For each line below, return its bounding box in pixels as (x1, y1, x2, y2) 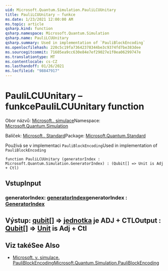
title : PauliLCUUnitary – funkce (5, 12, 76, 17)
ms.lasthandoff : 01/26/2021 (5, 64, 65, 69)
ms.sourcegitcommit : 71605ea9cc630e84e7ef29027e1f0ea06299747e (5, 49, 141, 55)
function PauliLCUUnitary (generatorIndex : (5, 156, 100, 161)
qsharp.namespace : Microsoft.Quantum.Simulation (5, 31, 109, 36)
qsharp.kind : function (5, 26, 53, 31)
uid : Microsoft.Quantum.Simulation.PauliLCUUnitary (5, 7, 116, 13)
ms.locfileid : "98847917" (5, 69, 60, 74)
